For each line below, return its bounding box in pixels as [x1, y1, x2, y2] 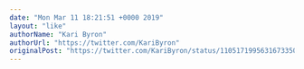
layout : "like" [9, 22, 67, 30]
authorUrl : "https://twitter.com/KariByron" [9, 38, 180, 47]
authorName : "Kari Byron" [9, 30, 107, 39]
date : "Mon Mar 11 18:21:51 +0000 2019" [9, 13, 165, 22]
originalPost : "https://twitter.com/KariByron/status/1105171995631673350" [9, 47, 301, 56]
